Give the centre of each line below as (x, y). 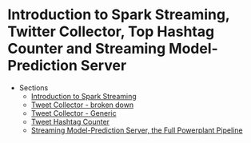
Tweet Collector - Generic (74, 113)
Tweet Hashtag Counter (70, 121)
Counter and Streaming (87, 49)
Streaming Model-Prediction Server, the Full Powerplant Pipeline (137, 130)
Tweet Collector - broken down (82, 105)
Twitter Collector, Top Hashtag (111, 32)
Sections (34, 87)
